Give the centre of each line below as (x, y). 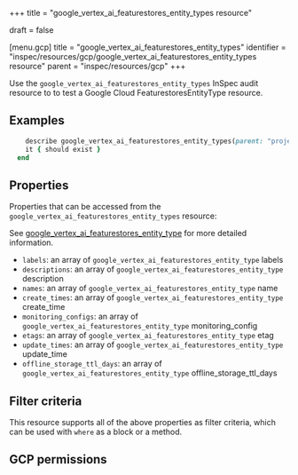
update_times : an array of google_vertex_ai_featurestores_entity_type (153, 344)
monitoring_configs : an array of (80, 317)
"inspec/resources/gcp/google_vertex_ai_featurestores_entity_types (133, 56)
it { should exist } (63, 149)
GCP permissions (59, 459)
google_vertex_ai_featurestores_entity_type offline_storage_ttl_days (149, 373)
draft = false (31, 30)
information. (31, 242)
